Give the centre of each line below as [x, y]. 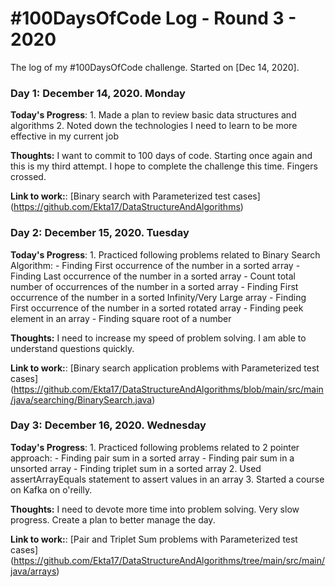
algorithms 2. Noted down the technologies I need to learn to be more [154, 126]
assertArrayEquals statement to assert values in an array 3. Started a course [167, 479]
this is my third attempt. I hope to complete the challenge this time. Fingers [164, 166]
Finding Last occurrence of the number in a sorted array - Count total [153, 276]
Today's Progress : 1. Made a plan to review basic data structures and [153, 115]
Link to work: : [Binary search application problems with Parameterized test [165, 368]
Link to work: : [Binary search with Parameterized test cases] [135, 196]
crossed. [28, 177]
